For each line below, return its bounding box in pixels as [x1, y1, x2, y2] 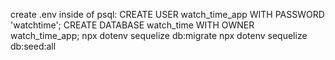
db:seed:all [10, 40, 57, 52]
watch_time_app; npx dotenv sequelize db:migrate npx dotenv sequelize [10, 30, 308, 41]
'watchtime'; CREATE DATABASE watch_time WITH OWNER [10, 19, 255, 31]
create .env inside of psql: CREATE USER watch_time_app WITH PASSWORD [10, 9, 325, 20]
